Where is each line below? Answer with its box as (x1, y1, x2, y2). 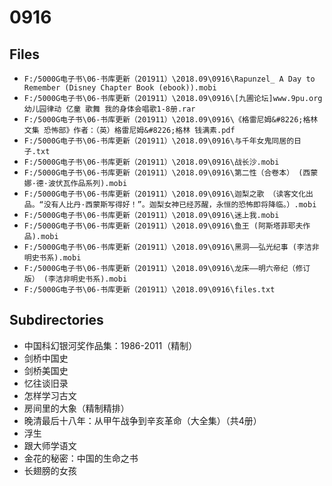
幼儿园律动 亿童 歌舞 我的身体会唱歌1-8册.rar (23, 104, 196, 114)
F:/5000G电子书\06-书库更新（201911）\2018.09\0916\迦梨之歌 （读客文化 (23, 189, 307, 199)
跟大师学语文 (23, 439, 77, 451)
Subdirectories (9, 312, 104, 329)
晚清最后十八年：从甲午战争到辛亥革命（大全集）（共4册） (23, 414, 262, 426)
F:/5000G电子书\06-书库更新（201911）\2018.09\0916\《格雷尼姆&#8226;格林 (23, 115, 319, 125)
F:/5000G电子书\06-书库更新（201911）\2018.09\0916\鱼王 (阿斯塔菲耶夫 (23, 221, 304, 231)
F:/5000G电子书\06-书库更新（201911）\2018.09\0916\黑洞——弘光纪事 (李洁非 (23, 242, 320, 252)
